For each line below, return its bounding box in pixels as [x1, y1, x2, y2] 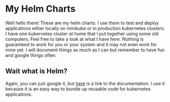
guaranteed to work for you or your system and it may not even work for [5, 41, 157, 47]
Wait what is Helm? [5, 67, 68, 76]
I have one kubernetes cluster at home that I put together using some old [5, 30, 159, 37]
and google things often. [5, 52, 57, 58]
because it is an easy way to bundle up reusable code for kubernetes [5, 86, 151, 92]
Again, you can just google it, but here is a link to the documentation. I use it [5, 80, 165, 86]
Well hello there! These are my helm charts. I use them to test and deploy [5, 20, 159, 26]
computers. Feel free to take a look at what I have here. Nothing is [5, 36, 144, 42]
